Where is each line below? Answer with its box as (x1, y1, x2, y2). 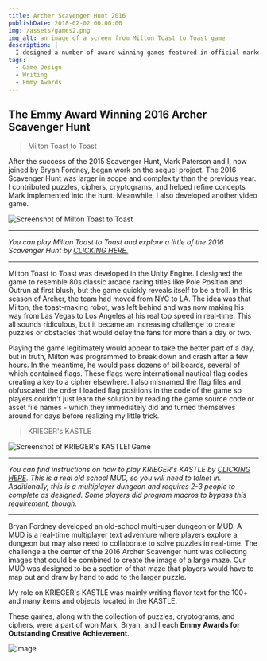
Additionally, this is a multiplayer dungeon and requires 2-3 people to (8, 482, 236, 491)
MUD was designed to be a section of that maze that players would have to (8, 564, 254, 573)
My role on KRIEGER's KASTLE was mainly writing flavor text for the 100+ (8, 588, 249, 597)
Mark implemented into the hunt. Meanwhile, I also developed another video (8, 190, 257, 200)
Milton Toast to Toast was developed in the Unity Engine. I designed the (8, 268, 243, 279)
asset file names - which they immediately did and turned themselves (8, 403, 236, 413)
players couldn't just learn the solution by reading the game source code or (8, 394, 255, 404)
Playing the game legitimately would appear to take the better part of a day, (8, 343, 255, 353)
